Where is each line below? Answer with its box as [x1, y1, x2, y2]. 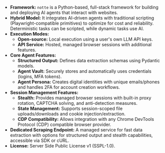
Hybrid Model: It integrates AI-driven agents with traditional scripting [10, 15, 154, 21]
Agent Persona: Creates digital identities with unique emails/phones [17, 79, 160, 85]
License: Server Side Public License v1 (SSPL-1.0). [10, 143, 115, 148]
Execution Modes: [10, 31, 49, 37]
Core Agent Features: [10, 52, 57, 58]
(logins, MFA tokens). [17, 74, 62, 79]
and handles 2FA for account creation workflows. [17, 84, 120, 90]
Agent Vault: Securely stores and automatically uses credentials [17, 68, 152, 74]
